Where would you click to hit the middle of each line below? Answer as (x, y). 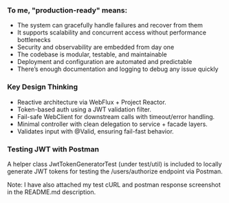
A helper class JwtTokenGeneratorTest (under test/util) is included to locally (115, 164)
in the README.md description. (52, 192)
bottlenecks (34, 40)
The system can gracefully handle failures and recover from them (110, 25)
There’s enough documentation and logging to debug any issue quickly (118, 69)
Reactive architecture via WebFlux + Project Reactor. (91, 102)
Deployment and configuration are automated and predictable (105, 62)
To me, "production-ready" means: (67, 10)
